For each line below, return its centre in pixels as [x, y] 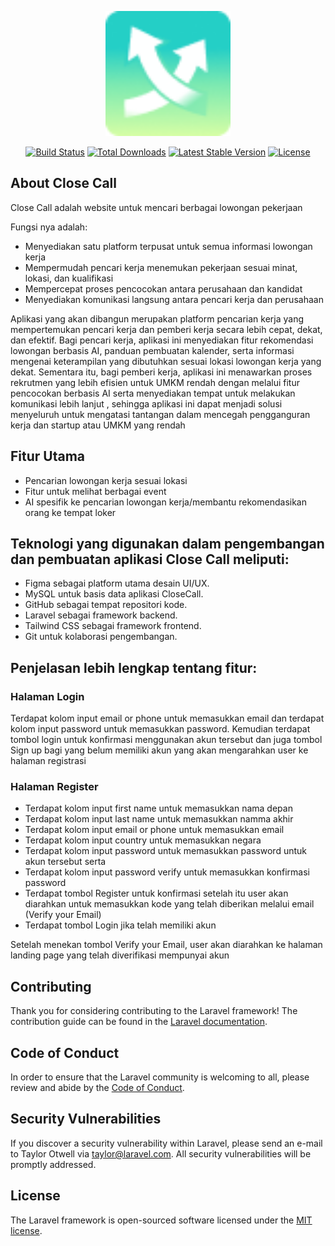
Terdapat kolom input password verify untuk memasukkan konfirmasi [167, 872]
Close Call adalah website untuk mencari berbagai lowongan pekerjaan [156, 207]
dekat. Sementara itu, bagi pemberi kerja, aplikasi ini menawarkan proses [161, 372]
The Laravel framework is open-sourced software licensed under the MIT [161, 1220]
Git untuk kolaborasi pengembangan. [101, 637]
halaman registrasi [48, 761]
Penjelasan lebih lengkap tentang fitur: [134, 667]
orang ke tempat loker [70, 512]
